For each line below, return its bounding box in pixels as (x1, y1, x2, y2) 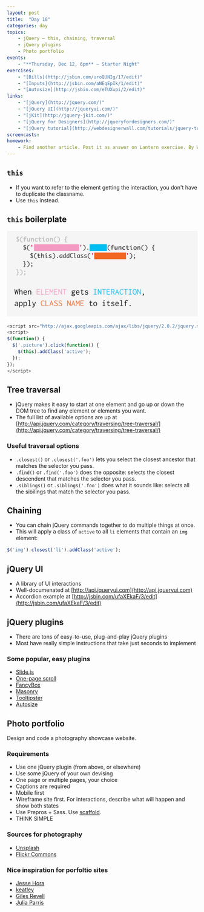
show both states (15, 802, 59, 809)
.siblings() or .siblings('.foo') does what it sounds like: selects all (15, 481, 190, 489)
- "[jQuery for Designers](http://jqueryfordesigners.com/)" (18, 118, 175, 125)
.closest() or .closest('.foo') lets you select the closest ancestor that (15, 456, 196, 463)
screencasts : (7, 131, 40, 138)
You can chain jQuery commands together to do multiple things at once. (15, 521, 196, 529)
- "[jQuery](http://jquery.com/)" (18, 100, 105, 106)
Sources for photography (7, 830, 83, 838)
